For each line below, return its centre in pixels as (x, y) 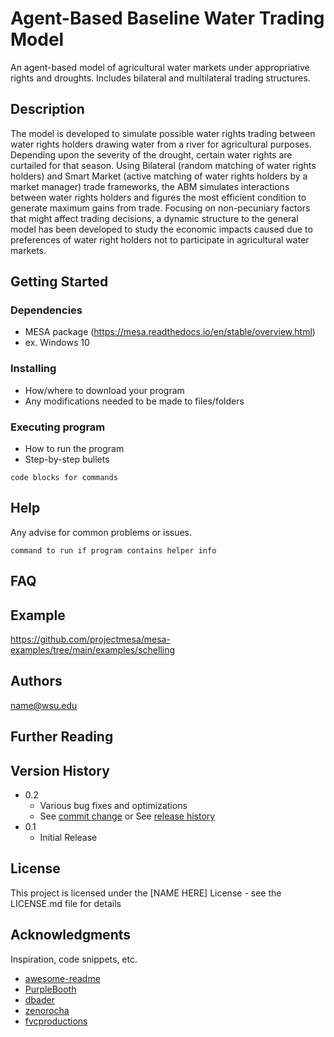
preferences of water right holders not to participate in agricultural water (160, 239)
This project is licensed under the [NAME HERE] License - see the (146, 893)
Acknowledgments (71, 935)
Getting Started (59, 282)
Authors (36, 681)
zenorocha (47, 1010)
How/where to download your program (104, 390)
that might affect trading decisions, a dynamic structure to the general (154, 218)
